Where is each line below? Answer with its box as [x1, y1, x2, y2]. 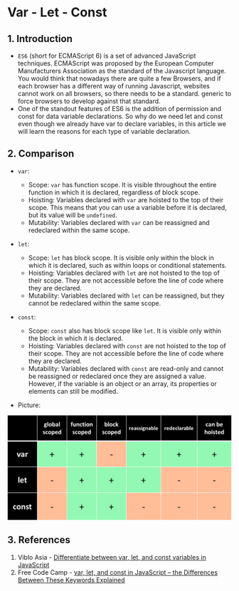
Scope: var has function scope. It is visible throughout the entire [28, 180, 217, 189]
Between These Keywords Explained [17, 575, 126, 584]
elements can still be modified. [28, 387, 119, 395]
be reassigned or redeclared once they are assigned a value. [28, 372, 206, 380]
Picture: [17, 400, 41, 409]
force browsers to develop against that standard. [17, 97, 161, 105]
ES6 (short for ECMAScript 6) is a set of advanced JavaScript [17, 51, 196, 60]
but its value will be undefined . [28, 211, 117, 219]
